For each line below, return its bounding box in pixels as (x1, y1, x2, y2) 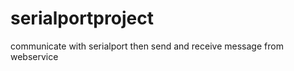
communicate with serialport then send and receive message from (10, 40, 284, 52)
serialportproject (10, 7, 154, 30)
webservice (10, 50, 59, 62)
